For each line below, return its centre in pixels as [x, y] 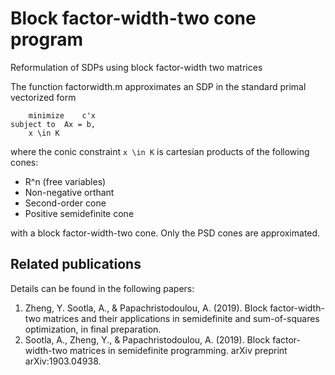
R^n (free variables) [65, 181]
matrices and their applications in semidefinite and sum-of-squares [181, 318]
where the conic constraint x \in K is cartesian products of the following [160, 151]
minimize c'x [62, 115]
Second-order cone [65, 203]
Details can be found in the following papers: [102, 288]
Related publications [76, 264]
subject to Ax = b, [53, 124]
